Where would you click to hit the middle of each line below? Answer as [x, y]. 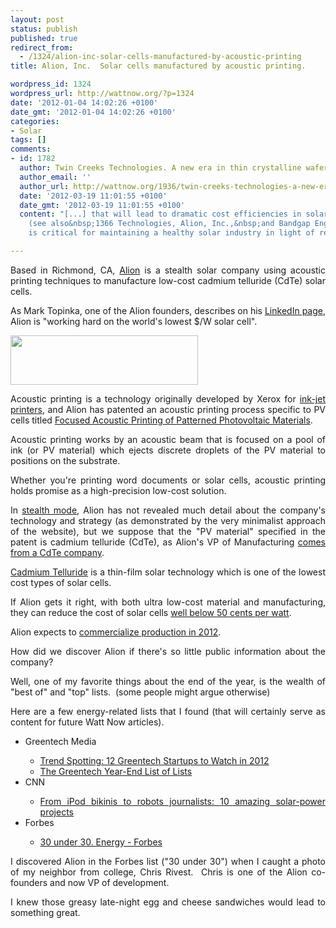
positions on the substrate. [65, 460]
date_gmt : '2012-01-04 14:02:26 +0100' [93, 112]
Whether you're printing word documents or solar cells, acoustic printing [168, 480]
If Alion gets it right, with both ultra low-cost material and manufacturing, [168, 602]
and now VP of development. [109, 882]
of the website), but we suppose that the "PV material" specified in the [168, 531]
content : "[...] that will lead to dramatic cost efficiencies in [160, 214]
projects [56, 812]
